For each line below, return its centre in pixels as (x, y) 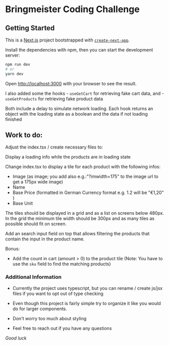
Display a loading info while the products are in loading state (68, 157)
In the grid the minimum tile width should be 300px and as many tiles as (80, 219)
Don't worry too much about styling (49, 318)
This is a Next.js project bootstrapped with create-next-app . (68, 40)
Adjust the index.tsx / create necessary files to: (54, 147)
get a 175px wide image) (38, 182)
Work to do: (24, 135)
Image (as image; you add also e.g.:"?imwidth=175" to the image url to (86, 177)
